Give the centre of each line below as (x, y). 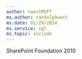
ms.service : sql (26, 28)
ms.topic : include (29, 34)
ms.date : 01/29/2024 (32, 23)
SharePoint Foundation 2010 (41, 51)
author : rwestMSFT (29, 12)
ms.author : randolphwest (37, 17)
